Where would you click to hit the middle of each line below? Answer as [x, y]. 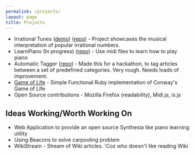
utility [20, 134]
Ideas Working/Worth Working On [69, 113]
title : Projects [25, 22]
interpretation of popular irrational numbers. [67, 45]
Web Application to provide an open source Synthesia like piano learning [102, 128]
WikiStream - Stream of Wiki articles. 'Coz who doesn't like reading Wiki [101, 146]
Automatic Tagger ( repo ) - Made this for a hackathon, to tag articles [96, 64]
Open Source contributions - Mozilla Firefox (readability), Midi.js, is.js [97, 95]
